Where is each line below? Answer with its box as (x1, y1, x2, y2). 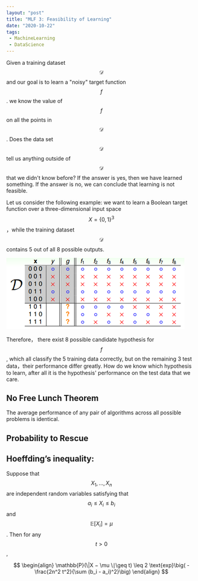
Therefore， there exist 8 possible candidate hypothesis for (6, 336, 155, 343)
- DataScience (8, 42, 45, 48)
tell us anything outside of (6, 155, 71, 162)
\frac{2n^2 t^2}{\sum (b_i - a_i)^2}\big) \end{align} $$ (34, 568, 169, 576)
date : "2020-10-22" (6, 22, 56, 28)
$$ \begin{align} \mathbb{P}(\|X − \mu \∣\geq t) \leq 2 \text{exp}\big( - (13, 562, 190, 569)
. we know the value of (6, 98, 63, 104)
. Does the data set (6, 136, 53, 142)
